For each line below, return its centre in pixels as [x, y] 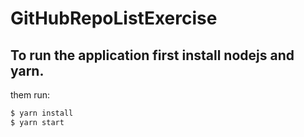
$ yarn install [42, 113]
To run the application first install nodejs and [152, 55]
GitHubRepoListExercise [114, 18]
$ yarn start [37, 122]
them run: [30, 95]
